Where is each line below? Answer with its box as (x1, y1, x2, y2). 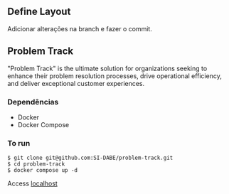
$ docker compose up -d (7, 167, 78, 174)
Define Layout (7, 6, 71, 18)
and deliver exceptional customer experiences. (7, 79, 145, 87)
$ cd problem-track (7, 161, 65, 168)
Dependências (7, 97, 59, 107)
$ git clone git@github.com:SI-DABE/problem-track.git (7, 154, 174, 162)
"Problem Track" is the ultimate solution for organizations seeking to (7, 64, 208, 72)
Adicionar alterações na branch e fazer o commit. (7, 24, 153, 33)
